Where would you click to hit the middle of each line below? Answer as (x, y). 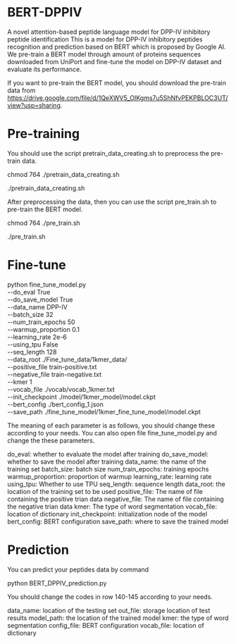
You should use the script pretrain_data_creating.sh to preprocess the (108, 153)
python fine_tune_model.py (47, 284)
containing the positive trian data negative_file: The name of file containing (116, 499)
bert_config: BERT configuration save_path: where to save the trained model (118, 521)
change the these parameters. (51, 440)
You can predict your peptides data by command (78, 569)
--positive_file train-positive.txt (52, 366)
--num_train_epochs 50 (41, 322)
